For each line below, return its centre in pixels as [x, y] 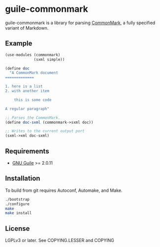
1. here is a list [24, 87]
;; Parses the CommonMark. [33, 118]
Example [19, 44]
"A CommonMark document [34, 73]
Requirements [27, 151]
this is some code [33, 100]
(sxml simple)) [49, 59]
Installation [23, 178]
